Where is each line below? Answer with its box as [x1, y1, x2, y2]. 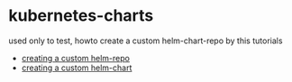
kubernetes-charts [8, 5, 154, 26]
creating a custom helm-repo [21, 52, 130, 63]
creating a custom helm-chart [21, 62, 132, 73]
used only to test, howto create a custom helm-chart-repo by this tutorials [8, 35, 283, 46]
